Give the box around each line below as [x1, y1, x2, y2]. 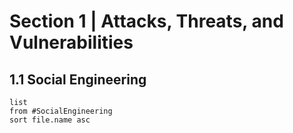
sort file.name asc [9, 115, 91, 125]
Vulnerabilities [9, 31, 134, 54]
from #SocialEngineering [9, 106, 113, 116]
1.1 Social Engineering [9, 71, 147, 88]
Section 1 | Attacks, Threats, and [9, 10, 284, 33]
